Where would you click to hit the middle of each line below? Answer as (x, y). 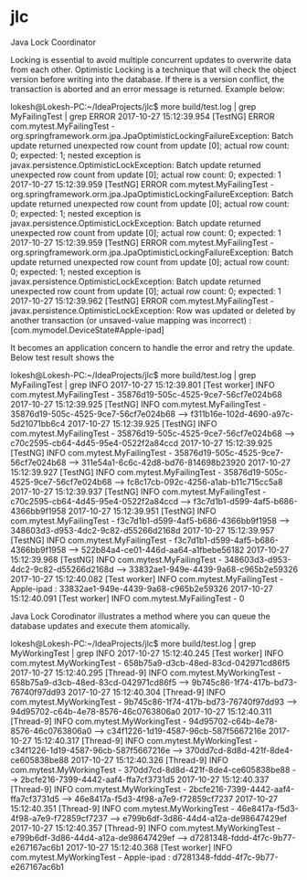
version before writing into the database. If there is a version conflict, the (148, 79)
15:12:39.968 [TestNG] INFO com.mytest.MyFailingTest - (116, 559)
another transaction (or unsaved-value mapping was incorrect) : (131, 320)
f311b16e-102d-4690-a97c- (242, 414)
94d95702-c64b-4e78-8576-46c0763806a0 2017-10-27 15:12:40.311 (141, 711)
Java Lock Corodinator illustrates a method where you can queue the (140, 616)
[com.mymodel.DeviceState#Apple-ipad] (88, 330)
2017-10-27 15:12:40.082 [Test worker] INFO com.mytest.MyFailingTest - (147, 578)
